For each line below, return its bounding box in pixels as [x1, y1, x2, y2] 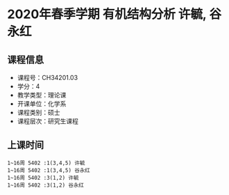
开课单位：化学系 [17, 100, 67, 108]
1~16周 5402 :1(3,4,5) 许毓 [7, 159, 85, 166]
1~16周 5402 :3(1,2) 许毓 [7, 174, 79, 181]
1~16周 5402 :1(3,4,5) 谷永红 [7, 166, 90, 174]
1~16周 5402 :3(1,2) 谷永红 [7, 182, 85, 189]
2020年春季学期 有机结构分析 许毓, [7, 6, 207, 22]
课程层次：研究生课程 [17, 117, 78, 125]
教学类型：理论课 [17, 91, 67, 99]
